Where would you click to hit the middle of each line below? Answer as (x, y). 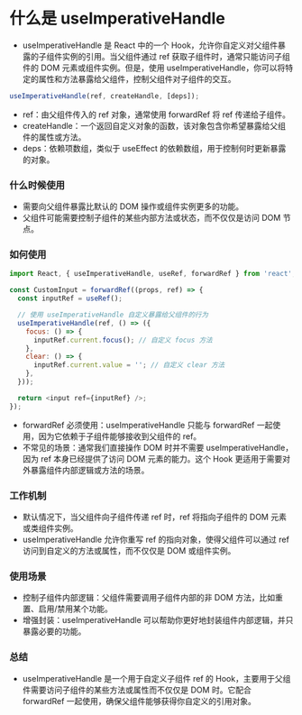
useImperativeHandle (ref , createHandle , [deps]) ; (105, 96)
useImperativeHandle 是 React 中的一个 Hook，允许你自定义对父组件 (150, 45)
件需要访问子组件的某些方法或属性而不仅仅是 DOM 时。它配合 (137, 690)
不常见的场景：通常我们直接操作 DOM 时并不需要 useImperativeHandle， (158, 447)
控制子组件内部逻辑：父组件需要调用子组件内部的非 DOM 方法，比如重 (153, 598)
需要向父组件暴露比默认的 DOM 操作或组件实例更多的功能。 (133, 206)
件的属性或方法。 (54, 137)
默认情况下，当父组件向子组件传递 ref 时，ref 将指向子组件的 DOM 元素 (154, 517)
